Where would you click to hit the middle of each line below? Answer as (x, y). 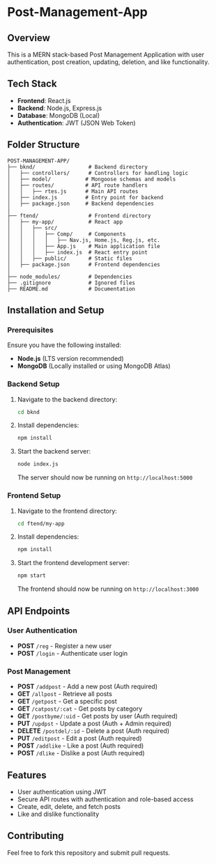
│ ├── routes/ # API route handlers (78, 185)
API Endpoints (39, 611)
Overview (29, 38)
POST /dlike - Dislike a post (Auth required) (81, 753)
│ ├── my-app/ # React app (65, 222)
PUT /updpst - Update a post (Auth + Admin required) (94, 724)
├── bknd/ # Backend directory (78, 167)
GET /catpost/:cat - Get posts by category (80, 709)
